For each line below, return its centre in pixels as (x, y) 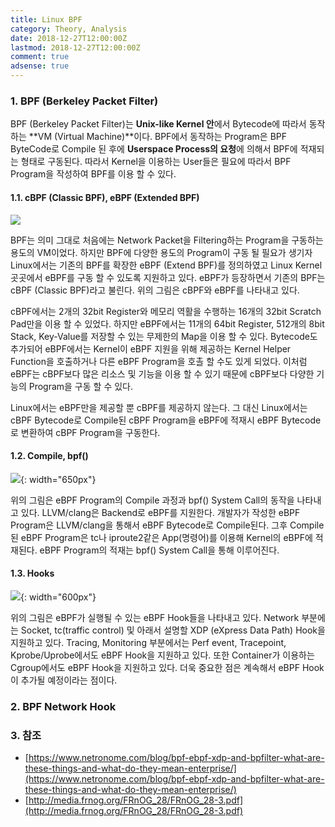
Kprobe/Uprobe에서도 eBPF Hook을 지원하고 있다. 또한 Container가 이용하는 (162, 655)
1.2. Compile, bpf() (49, 456)
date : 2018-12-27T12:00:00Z (69, 38)
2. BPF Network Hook (63, 706)
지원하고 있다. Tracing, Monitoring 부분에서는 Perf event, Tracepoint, (148, 642)
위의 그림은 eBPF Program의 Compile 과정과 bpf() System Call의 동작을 (152, 500)
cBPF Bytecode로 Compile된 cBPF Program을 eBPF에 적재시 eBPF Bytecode (166, 420)
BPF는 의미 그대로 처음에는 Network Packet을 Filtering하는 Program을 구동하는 (167, 240)
